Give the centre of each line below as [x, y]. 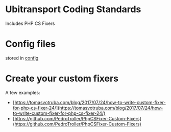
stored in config [22, 58]
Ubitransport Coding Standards [73, 9]
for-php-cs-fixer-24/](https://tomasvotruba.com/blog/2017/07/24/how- [88, 108]
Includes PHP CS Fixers [30, 23]
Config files [31, 44]
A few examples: [23, 92]
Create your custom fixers [62, 78]
